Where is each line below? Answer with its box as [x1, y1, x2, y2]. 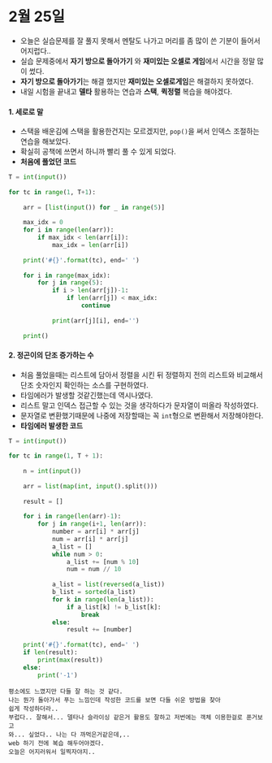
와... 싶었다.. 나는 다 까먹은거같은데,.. [8, 730, 131, 739]
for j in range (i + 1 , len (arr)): [37, 520, 148, 528]
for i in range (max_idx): [23, 271, 111, 280]
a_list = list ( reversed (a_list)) [51, 580, 165, 589]
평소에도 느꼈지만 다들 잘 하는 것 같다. [8, 687, 123, 696]
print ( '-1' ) [37, 671, 79, 679]
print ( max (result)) [37, 656, 104, 664]
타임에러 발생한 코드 [19, 420, 84, 431]
